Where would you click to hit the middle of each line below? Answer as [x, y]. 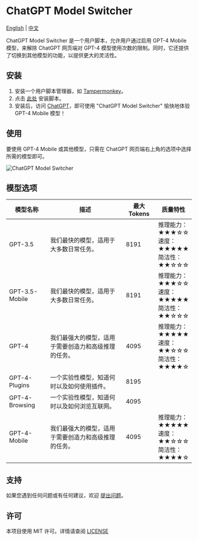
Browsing [22, 405]
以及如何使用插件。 [82, 387]
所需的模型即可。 [27, 156]
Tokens [139, 214]
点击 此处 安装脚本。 [39, 98]
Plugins [19, 385]
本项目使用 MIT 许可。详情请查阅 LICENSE [57, 531]
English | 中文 [23, 28]
